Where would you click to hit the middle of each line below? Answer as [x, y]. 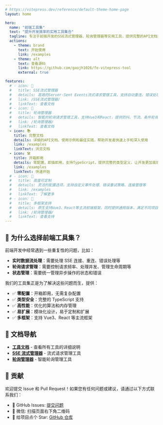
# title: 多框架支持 [31, 203]
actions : [18, 41]
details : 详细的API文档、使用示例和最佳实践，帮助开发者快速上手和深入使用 [81, 140]
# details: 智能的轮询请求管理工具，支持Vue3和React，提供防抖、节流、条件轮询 [84, 118]
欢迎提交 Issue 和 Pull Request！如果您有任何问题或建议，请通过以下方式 [78, 389]
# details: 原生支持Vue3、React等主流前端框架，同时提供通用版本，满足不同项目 [84, 208]
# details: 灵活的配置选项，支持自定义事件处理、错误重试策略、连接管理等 [78, 185]
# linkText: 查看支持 [32, 217]
